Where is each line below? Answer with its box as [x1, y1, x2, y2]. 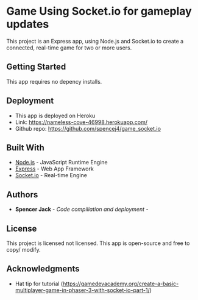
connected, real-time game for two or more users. [6, 44, 132, 51]
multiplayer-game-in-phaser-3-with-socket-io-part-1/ [15, 286, 150, 294]
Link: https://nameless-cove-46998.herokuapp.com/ [15, 118, 148, 126]
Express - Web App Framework [15, 165, 94, 172]
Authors [6, 189, 38, 200]
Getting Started [6, 62, 66, 72]
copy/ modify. [6, 246, 41, 253]
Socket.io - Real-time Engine [15, 172, 87, 179]
